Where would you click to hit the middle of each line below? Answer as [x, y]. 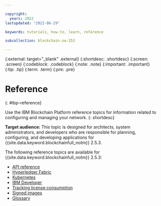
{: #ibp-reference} [23, 103]
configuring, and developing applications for [50, 137]
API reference [26, 167]
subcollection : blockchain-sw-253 [40, 41]
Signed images [27, 193]
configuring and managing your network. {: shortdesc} [60, 118]
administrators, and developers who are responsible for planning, [71, 132]
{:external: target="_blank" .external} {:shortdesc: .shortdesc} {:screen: [77, 59]
